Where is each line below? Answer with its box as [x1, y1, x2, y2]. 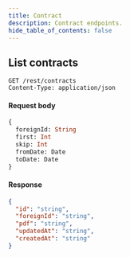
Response [8, 180, 42, 189]
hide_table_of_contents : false [8, 26, 112, 34]
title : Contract [8, 11, 62, 20]
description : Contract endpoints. [8, 19, 124, 27]
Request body [8, 100, 56, 110]
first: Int [15, 133, 52, 142]
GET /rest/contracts [8, 77, 77, 85]
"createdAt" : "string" [15, 235, 91, 243]
